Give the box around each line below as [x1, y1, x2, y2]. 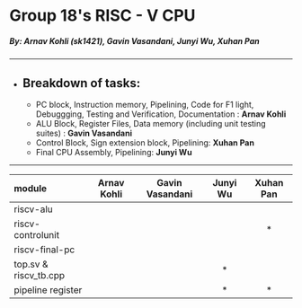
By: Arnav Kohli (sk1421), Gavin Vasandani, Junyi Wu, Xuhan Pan [9, 35, 261, 46]
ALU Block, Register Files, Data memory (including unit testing [35, 118, 267, 128]
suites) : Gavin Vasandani [35, 128, 133, 138]
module [13, 181, 48, 194]
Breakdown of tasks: [22, 75, 141, 91]
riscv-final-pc [13, 243, 75, 256]
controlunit [13, 228, 60, 241]
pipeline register [13, 284, 83, 296]
